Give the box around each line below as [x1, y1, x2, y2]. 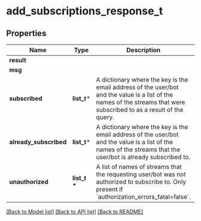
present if [96, 185, 123, 193]
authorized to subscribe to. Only [96, 178, 187, 186]
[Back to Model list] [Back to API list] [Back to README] [6, 208, 144, 215]
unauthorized [9, 178, 49, 186]
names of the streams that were [96, 98, 185, 106]
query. [96, 113, 115, 121]
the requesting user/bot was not [96, 170, 186, 178]
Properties [6, 28, 47, 38]
